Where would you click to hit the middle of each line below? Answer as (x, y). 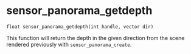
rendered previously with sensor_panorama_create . (69, 44)
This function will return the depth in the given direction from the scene (95, 38)
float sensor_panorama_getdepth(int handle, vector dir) (80, 27)
